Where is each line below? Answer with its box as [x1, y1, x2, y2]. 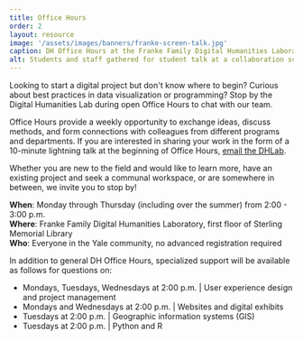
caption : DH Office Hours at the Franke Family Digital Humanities [9, 47, 269, 56]
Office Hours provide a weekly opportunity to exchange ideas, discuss [9, 116, 271, 127]
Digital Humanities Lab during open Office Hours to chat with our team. [9, 99, 273, 109]
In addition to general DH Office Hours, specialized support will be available [9, 255, 290, 266]
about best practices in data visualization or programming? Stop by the [9, 89, 273, 100]
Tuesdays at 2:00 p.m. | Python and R [22, 321, 163, 331]
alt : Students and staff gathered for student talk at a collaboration [9, 55, 284, 64]
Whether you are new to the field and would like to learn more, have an [9, 163, 272, 173]
